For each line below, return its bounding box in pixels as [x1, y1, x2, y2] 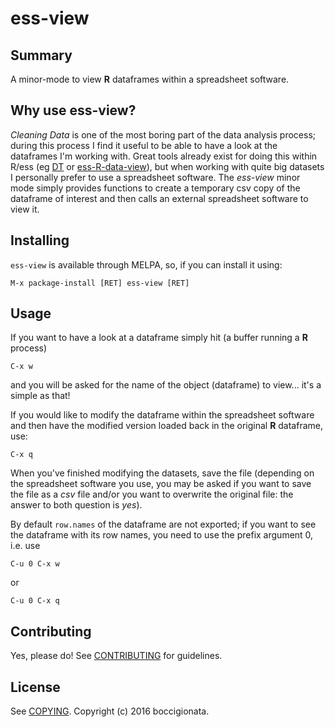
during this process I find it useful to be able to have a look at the [10, 139, 278, 151]
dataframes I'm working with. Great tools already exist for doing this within [10, 150, 318, 162]
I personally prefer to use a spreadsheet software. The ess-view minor [10, 171, 301, 183]
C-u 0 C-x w [10, 559, 60, 569]
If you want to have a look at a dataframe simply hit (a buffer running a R [10, 332, 308, 344]
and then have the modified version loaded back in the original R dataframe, [10, 420, 323, 432]
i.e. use [10, 540, 41, 552]
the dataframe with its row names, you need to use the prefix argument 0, [10, 529, 314, 541]
